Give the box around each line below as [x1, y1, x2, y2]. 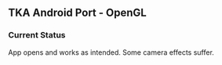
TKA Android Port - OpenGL [8, 6, 147, 20]
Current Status [8, 30, 66, 41]
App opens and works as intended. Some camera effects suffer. [8, 47, 214, 57]
